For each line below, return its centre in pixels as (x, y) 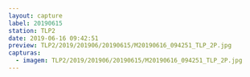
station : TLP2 (32, 30)
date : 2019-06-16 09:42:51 (53, 38)
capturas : (25, 53)
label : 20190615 (35, 23)
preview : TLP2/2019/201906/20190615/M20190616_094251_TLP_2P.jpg (120, 46)
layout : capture (35, 16)
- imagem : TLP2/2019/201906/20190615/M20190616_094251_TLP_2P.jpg (129, 61)
